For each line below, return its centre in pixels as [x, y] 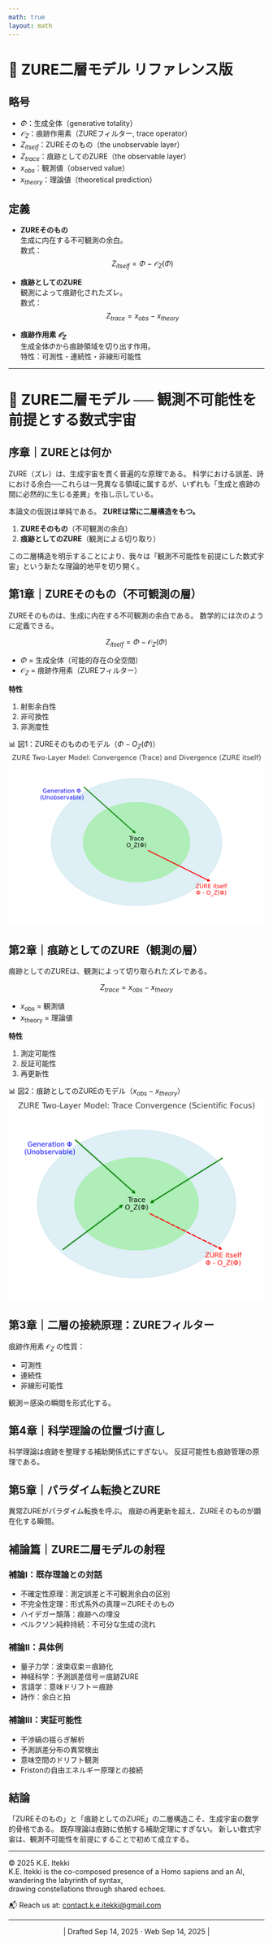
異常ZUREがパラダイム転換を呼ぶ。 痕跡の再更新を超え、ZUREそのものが [131, 1511]
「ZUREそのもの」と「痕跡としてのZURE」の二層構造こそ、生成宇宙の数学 [134, 1819]
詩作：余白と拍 [45, 1697]
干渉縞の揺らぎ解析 [52, 1739]
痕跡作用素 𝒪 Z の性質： [47, 1347]
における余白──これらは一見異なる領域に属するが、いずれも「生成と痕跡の [134, 484]
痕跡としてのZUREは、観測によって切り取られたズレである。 [110, 970]
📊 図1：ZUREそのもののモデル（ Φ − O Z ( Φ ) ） [84, 745]
